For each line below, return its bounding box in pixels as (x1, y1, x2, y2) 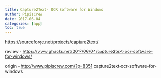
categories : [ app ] (5, 21, 42, 26)
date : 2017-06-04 (5, 16, 40, 21)
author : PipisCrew (5, 12, 42, 17)
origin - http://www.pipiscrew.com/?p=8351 (5, 63, 93, 69)
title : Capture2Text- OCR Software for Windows (5, 7, 104, 12)
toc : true (5, 26, 25, 30)
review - (5, 49, 22, 54)
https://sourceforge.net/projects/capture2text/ (5, 39, 99, 45)
